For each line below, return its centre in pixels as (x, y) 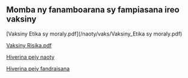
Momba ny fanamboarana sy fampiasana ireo (93, 10)
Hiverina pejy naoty (30, 57)
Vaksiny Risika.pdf (29, 45)
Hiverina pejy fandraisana (38, 68)
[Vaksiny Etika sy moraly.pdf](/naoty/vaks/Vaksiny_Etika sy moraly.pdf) (94, 34)
